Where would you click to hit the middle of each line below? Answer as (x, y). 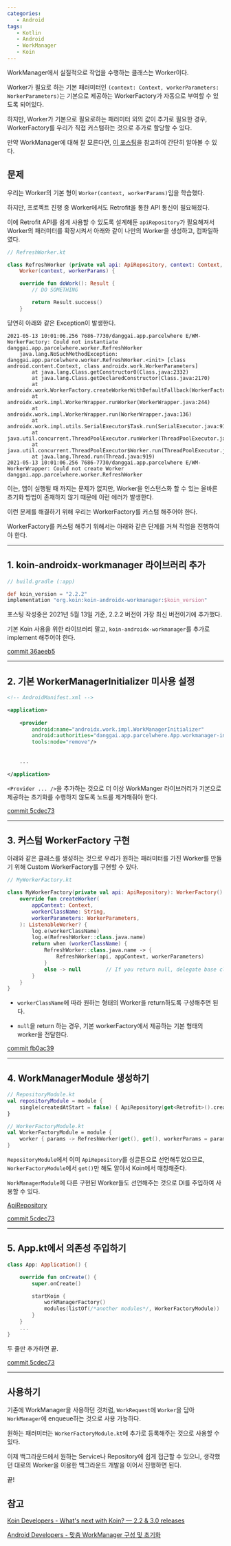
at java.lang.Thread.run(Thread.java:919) (93, 456)
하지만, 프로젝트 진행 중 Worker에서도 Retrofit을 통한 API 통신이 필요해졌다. (108, 207)
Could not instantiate (86, 342)
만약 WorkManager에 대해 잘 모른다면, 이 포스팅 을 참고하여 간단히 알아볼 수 (109, 142)
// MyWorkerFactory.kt (40, 880)
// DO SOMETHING (55, 290)
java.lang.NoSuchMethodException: (69, 354)
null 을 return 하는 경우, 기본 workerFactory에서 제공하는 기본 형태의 (110, 1026)
